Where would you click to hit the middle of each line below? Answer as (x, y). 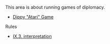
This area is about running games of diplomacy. (55, 7)
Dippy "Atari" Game (33, 17)
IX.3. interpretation (32, 36)
